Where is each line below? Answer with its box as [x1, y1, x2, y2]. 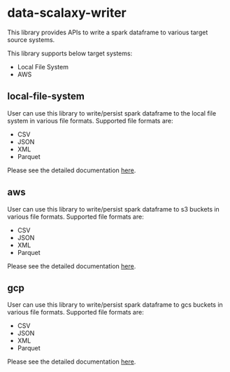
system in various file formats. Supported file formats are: [7, 116, 173, 125]
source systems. [7, 35, 55, 43]
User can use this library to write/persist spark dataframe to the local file [7, 109, 217, 117]
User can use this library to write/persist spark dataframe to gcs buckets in [7, 301, 224, 309]
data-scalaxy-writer [7, 5, 127, 21]
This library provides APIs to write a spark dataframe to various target [7, 28, 208, 36]
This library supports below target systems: [7, 49, 133, 57]
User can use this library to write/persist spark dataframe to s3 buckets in [7, 205, 220, 213]
